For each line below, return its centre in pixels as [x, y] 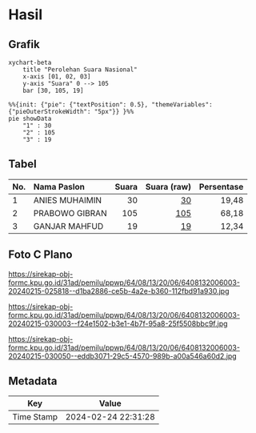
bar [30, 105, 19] [53, 90]
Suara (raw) [168, 186]
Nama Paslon [59, 186]
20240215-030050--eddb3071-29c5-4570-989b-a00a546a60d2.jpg [123, 356]
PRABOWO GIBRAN [70, 213]
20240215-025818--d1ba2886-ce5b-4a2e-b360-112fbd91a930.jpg [119, 291]
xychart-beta [30, 62]
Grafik [24, 44]
